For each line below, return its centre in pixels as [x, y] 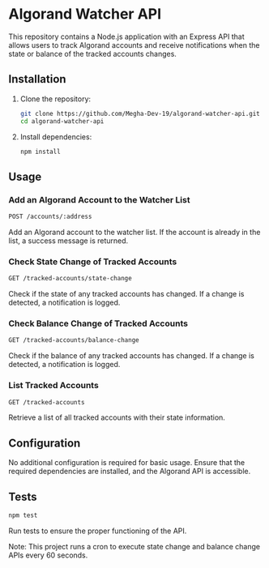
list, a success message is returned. [68, 241]
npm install [40, 152]
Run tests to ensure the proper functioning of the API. [98, 531]
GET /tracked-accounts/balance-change [74, 340]
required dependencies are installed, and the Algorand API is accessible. [130, 472]
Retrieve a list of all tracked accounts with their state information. [117, 417]
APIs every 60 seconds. [48, 555]
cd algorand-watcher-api [62, 121]
